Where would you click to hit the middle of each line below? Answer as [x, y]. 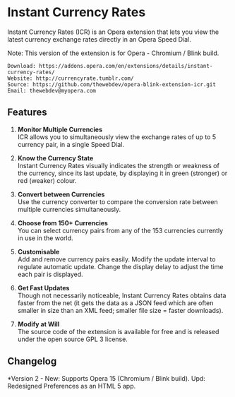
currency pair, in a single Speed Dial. [71, 144]
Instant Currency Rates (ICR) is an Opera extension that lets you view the [113, 32]
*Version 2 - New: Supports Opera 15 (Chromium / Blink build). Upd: [107, 378]
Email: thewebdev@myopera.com [52, 90]
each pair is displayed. [50, 274]
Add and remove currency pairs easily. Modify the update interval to [116, 259]
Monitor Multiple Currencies [60, 129]
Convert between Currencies [61, 194]
